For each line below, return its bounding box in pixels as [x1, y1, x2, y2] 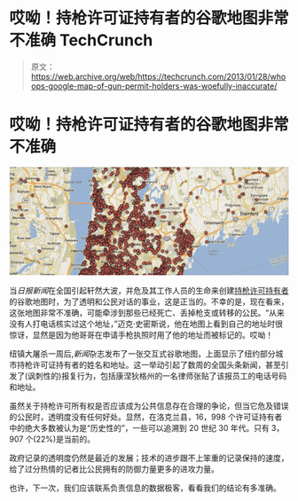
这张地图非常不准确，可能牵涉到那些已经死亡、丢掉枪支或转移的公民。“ [9, 307, 270, 317]
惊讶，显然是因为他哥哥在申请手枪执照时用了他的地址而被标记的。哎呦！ [9, 329, 273, 340]
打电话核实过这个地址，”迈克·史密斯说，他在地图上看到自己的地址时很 [32, 318, 284, 329]
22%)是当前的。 [35, 434, 96, 444]
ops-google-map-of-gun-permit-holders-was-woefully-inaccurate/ [30, 81, 278, 91]
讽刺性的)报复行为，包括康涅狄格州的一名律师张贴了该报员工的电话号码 [27, 370, 287, 381]
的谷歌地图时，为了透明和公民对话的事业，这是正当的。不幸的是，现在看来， [9, 296, 289, 307]
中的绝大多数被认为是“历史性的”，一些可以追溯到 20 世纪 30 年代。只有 [9, 422, 270, 433]
